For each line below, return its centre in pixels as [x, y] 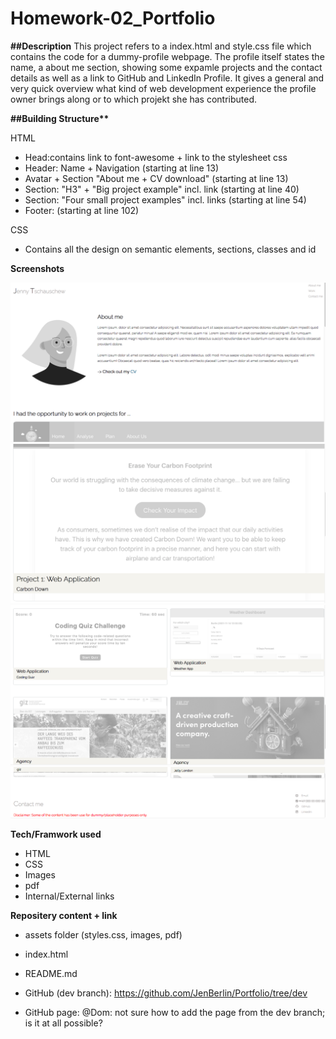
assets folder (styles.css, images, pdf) [103, 935]
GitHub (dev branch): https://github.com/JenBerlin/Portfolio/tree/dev [166, 993]
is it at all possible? [63, 1023]
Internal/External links [69, 896]
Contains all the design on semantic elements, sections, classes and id [170, 249]
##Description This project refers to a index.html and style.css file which [161, 46]
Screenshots [37, 268]
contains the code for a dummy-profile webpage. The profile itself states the [167, 56]
